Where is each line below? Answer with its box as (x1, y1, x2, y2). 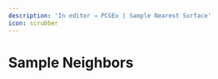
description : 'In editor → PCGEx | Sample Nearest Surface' (8, 11, 212, 20)
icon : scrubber (8, 19, 59, 27)
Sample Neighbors (8, 53, 134, 72)
